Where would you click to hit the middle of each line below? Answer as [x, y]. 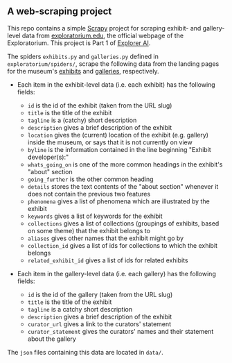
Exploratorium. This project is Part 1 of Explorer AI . [79, 43]
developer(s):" [48, 157]
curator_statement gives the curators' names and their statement [121, 331]
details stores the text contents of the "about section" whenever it [123, 186]
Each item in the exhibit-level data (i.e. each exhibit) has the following [116, 84]
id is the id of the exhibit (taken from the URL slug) [100, 105]
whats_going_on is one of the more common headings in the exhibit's [125, 164]
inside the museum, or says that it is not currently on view [110, 142]
